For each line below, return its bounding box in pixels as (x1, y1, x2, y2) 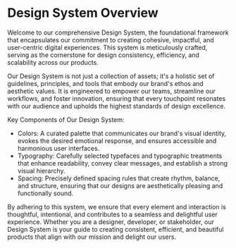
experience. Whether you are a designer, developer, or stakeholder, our (7, 217, 215, 226)
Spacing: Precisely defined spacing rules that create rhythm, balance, (17, 174, 221, 182)
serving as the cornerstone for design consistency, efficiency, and (7, 51, 199, 59)
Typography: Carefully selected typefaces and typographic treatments (17, 151, 223, 160)
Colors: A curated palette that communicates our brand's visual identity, (17, 129, 227, 137)
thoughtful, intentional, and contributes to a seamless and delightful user (7, 210, 218, 218)
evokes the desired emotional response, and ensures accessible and (17, 136, 217, 145)
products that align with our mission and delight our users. (7, 232, 177, 241)
